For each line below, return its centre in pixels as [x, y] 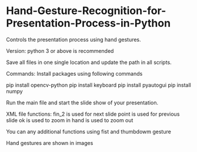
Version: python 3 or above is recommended [60, 50]
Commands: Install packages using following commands [74, 73]
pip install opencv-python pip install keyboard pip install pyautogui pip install [98, 85]
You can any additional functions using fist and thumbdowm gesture [89, 131]
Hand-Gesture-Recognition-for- [86, 11]
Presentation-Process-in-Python [89, 23]
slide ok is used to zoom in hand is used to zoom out [70, 120]
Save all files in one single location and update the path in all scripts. [89, 62]
